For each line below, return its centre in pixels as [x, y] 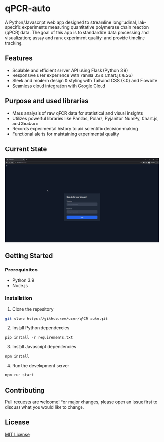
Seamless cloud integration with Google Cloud [59, 86]
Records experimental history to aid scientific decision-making [75, 128]
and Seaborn [25, 123]
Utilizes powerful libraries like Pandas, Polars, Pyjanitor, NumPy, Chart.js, [85, 118]
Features [19, 59]
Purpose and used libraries [47, 101]
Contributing [25, 390]
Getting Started [29, 256]
